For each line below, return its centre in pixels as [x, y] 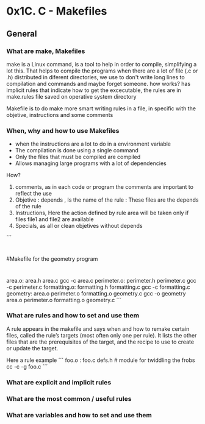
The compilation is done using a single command [77, 150]
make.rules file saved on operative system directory [71, 96]
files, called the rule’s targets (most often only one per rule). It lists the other [102, 335]
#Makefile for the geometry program [52, 259]
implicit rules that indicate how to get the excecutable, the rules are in [94, 90]
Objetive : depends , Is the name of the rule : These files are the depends [107, 200]
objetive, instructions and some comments [60, 115]
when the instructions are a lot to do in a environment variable [93, 144]
